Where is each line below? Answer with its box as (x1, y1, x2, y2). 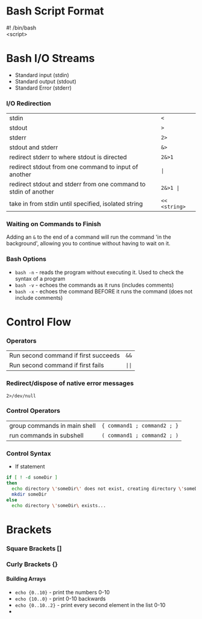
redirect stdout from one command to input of (9, 163, 138, 171)
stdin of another (9, 188, 54, 196)
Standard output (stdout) (14, 78, 77, 85)
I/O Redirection (6, 99, 51, 108)
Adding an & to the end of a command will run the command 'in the (6, 233, 171, 241)
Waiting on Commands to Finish (6, 220, 101, 228)
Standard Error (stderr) (14, 84, 72, 91)
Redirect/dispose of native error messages (6, 379, 134, 388)
